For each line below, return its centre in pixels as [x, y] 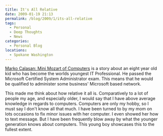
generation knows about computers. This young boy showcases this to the [80, 124]
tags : [10, 23]
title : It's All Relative [31, 9]
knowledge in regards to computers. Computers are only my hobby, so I [77, 104]
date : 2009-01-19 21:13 [29, 14]
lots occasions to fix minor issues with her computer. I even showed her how [82, 114]
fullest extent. [19, 130]
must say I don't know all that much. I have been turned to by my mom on [79, 109]
